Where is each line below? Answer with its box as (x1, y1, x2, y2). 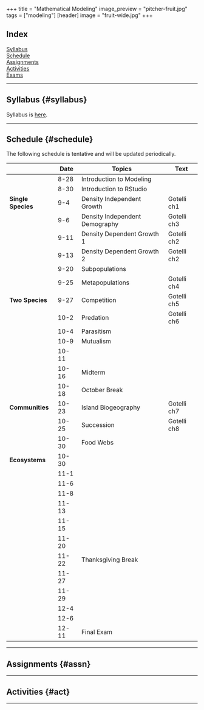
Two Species (9, 296, 47, 304)
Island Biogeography (81, 403, 141, 412)
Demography (81, 220, 119, 228)
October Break (81, 386, 123, 395)
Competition (81, 296, 117, 304)
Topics (112, 164, 132, 173)
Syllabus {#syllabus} (6, 94, 87, 105)
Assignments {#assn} (6, 659, 91, 669)
